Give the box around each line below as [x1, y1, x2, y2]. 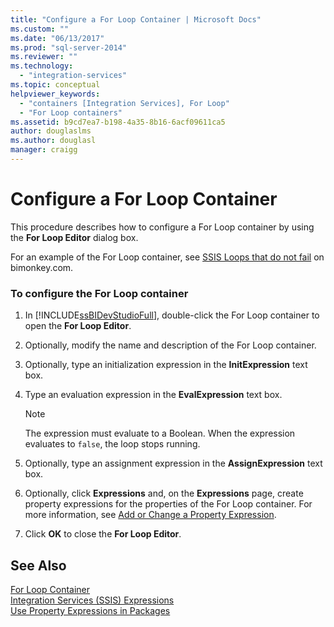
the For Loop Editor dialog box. [10, 231, 139, 243]
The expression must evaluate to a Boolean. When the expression [24, 427, 296, 440]
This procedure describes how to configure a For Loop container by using [10, 221, 315, 233]
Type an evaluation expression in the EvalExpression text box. [24, 389, 283, 401]
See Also [10, 557, 67, 574]
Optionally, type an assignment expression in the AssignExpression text [24, 457, 323, 470]
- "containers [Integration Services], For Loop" [19, 98, 230, 108]
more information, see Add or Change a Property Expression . [24, 509, 277, 521]
